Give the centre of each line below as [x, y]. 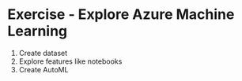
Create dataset [43, 53]
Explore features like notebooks [70, 61]
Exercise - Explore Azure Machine [121, 15]
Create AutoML [43, 69]
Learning [38, 31]
